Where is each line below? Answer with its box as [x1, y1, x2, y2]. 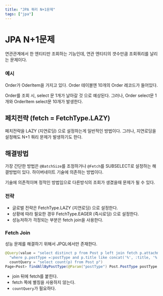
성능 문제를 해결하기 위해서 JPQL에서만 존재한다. [5, 241, 98, 247]
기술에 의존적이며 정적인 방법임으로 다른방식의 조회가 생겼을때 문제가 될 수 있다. [5, 180, 155, 186]
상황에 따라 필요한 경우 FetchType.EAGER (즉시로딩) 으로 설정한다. [12, 211, 139, 217]
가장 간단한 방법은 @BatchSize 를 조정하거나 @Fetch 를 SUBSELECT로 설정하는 [5, 163, 151, 169]
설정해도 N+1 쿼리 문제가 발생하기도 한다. [5, 134, 83, 140]
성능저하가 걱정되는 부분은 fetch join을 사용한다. [12, 217, 103, 223]
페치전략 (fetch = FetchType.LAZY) [5, 114, 111, 123]
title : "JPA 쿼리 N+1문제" [5, 7, 56, 12]
